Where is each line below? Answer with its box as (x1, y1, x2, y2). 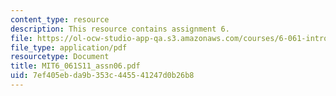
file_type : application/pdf (10, 42, 128, 53)
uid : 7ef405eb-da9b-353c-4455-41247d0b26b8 (10, 71, 195, 81)
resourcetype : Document (10, 52, 110, 62)
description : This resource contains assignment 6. (10, 24, 230, 34)
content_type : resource (10, 14, 110, 25)
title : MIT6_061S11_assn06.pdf (10, 61, 141, 71)
